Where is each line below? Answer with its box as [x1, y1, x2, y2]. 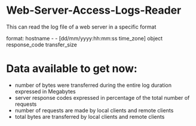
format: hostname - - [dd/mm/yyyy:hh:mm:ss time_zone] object [6, 34, 163, 42]
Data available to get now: [6, 62, 137, 75]
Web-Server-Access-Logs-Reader [6, 4, 182, 17]
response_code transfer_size [6, 41, 78, 48]
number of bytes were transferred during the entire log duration [14, 81, 172, 89]
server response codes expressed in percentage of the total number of [14, 94, 190, 101]
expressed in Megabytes [14, 87, 76, 95]
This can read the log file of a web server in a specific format [6, 23, 157, 30]
